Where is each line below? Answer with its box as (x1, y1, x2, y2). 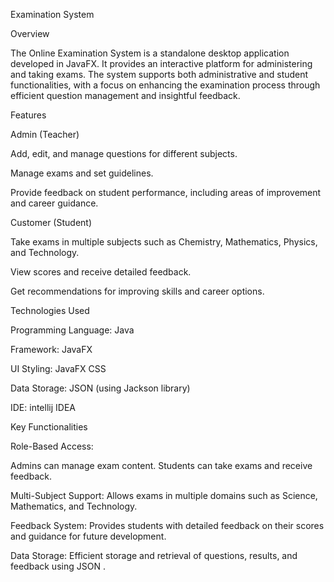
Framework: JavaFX (10, 344, 93, 355)
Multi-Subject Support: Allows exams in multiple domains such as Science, (10, 490, 318, 501)
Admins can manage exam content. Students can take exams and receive (10, 460, 313, 471)
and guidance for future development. (10, 530, 167, 542)
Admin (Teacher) (10, 129, 80, 140)
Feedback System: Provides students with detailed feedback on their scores (10, 520, 325, 531)
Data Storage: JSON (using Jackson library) (10, 382, 191, 394)
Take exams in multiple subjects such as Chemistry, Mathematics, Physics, (10, 236, 318, 248)
